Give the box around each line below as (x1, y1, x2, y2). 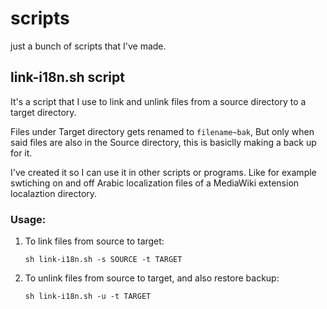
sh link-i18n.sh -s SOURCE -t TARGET (24, 255, 183, 265)
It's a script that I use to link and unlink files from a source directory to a (10, 95, 307, 107)
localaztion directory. (10, 187, 98, 199)
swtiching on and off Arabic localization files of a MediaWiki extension (10, 177, 300, 189)
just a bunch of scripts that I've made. (10, 40, 167, 52)
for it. (10, 147, 33, 159)
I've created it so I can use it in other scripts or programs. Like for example (10, 166, 317, 178)
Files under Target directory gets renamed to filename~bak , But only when (10, 125, 315, 137)
